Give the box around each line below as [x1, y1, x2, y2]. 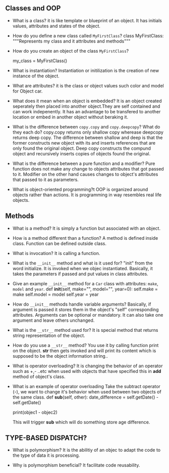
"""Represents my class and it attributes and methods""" [12, 38, 131, 44]
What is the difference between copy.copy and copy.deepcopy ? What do [12, 123, 160, 130]
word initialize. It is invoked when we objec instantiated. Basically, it [12, 265, 153, 271]
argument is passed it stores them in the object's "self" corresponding [12, 306, 159, 313]
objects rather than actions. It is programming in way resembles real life [12, 192, 162, 198]
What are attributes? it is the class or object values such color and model [12, 82, 164, 89]
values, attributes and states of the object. [12, 23, 101, 29]
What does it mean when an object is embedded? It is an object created [12, 98, 162, 104]
